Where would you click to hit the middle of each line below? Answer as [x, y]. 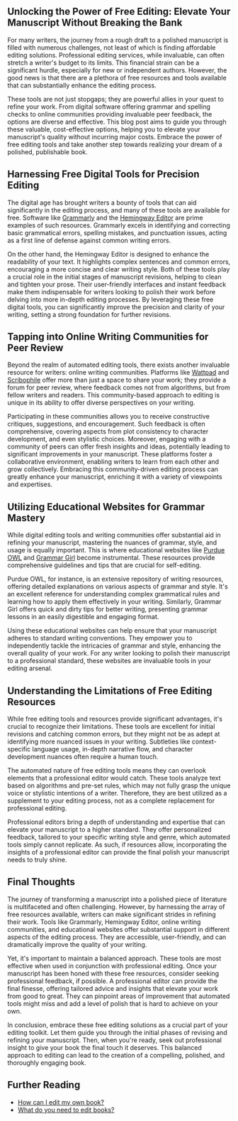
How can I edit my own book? [61, 1102]
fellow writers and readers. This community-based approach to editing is [114, 395]
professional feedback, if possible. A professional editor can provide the [113, 981]
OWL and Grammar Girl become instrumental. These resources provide [111, 558]
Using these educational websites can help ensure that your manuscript [112, 631]
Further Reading [44, 1085]
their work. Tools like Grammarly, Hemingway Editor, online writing [104, 922]
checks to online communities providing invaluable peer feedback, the [110, 114]
